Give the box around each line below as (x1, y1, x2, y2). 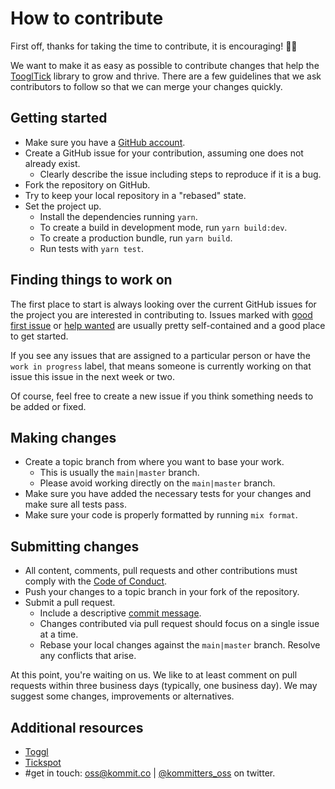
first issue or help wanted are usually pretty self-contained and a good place (10, 319, 326, 331)
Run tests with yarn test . (39, 242, 144, 254)
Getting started (10, 110, 108, 127)
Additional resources (10, 719, 144, 736)
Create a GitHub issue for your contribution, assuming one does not (24, 147, 304, 159)
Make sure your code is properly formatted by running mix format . (24, 509, 298, 521)
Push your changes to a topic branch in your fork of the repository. (24, 586, 300, 598)
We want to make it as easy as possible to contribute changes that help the (10, 59, 320, 71)
